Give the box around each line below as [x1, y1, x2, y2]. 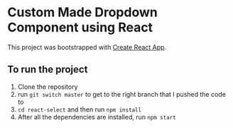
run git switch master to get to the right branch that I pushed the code [17, 90, 226, 98]
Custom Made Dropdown [7, 4, 158, 21]
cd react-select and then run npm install [17, 105, 142, 114]
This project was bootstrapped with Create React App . [7, 43, 167, 51]
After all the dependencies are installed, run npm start [17, 112, 176, 121]
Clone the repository [17, 82, 78, 91]
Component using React [7, 19, 153, 36]
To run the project [7, 63, 88, 75]
